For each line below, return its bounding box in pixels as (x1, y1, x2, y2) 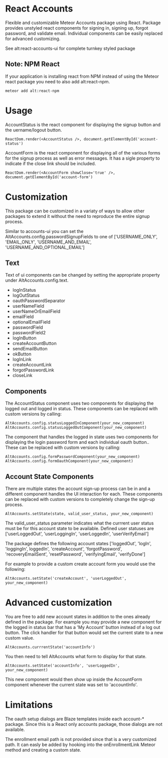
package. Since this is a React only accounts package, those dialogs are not (5, 721, 162, 727)
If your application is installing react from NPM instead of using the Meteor (5, 73, 159, 79)
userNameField (12, 303, 44, 309)
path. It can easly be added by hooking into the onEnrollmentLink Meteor (5, 741, 155, 747)
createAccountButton (12, 340, 57, 346)
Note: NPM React (5, 60, 60, 68)
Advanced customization (5, 597, 112, 608)
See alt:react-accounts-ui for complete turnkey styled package (5, 45, 135, 51)
